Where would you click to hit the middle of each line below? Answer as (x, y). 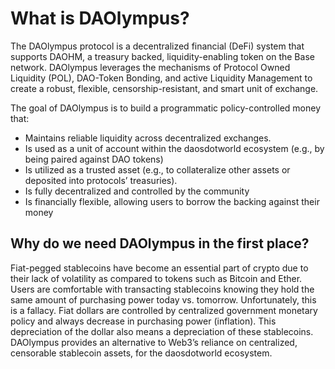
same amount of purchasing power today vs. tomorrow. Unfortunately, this (163, 299)
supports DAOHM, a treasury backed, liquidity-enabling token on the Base (162, 56)
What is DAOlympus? (100, 18)
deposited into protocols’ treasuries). (101, 180)
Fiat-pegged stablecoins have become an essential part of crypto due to (159, 268)
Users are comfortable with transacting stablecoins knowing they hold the (162, 289)
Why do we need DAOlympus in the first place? (160, 243)
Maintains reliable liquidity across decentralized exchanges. (148, 138)
